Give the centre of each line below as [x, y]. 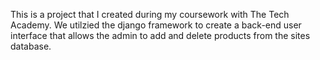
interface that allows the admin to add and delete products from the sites [160, 35]
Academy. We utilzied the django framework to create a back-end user [156, 25]
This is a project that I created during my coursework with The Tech [150, 14]
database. [31, 46]
